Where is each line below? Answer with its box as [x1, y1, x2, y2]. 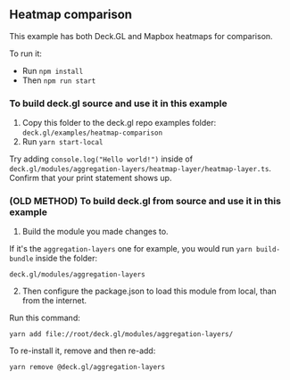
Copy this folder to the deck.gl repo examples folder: [21, 118, 217, 128]
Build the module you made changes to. [21, 227, 169, 237]
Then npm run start [21, 75, 96, 86]
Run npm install [21, 65, 84, 76]
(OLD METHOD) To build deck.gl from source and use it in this [9, 195, 281, 208]
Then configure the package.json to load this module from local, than [21, 285, 277, 297]
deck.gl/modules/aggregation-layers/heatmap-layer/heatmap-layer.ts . [9, 163, 272, 174]
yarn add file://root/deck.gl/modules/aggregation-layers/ [9, 330, 234, 339]
